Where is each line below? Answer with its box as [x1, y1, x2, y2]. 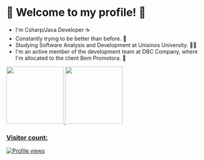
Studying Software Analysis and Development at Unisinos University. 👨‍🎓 [15, 41, 197, 48]
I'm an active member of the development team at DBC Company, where [15, 48, 198, 55]
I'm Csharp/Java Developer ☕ [15, 26, 90, 33]
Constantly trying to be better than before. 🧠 [15, 35, 127, 42]
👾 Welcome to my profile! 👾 [6, 5, 147, 20]
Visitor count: [6, 133, 48, 142]
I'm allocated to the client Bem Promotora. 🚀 [15, 54, 126, 62]
